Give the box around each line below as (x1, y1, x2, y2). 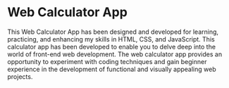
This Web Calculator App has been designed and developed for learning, (7, 27, 219, 36)
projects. (7, 72, 33, 81)
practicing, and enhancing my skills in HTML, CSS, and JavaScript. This (7, 34, 215, 43)
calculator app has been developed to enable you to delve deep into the (7, 42, 216, 51)
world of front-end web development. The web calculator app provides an (7, 50, 223, 58)
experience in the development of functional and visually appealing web (7, 65, 216, 73)
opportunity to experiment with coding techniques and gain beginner (7, 57, 207, 65)
